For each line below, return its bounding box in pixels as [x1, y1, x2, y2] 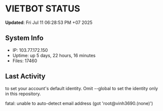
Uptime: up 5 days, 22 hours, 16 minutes [12, 52, 96, 58]
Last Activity [5, 72, 46, 81]
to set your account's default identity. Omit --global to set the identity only [5, 85, 158, 91]
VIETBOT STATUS [5, 3, 80, 14]
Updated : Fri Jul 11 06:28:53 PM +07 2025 [5, 19, 92, 25]
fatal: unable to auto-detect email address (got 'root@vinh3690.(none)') [5, 100, 153, 106]
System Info [5, 34, 44, 42]
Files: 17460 [12, 58, 37, 64]
